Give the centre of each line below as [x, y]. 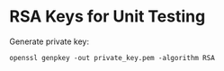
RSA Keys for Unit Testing [108, 17]
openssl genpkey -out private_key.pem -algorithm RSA [112, 58]
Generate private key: [49, 41]
